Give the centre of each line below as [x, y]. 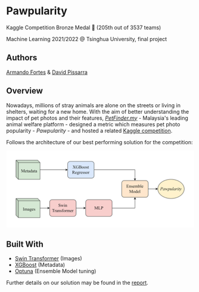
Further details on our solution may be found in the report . [77, 283]
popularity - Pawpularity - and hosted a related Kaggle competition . [89, 131]
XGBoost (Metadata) [40, 265]
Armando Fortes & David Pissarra [47, 72]
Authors [22, 58]
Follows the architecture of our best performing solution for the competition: [99, 142]
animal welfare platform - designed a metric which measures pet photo [93, 124]
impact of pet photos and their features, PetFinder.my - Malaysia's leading [97, 118]
